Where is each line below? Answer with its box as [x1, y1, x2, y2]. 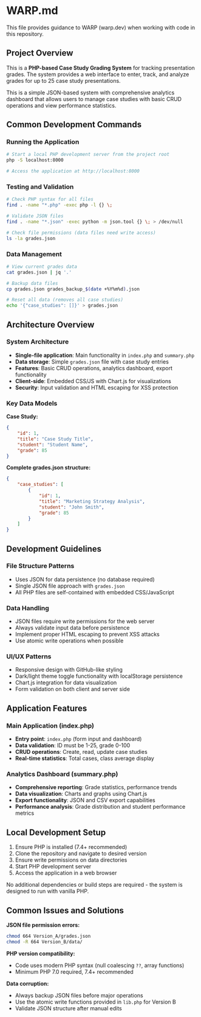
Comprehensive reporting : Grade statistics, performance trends [15, 784, 177, 791]
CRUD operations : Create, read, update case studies [15, 748, 148, 756]
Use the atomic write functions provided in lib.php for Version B [15, 998, 176, 1005]
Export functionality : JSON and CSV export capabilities [15, 797, 156, 804]
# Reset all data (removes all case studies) [6, 297, 123, 303]
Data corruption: [6, 980, 49, 987]
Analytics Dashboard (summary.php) [6, 770, 118, 778]
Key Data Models [6, 399, 58, 407]
